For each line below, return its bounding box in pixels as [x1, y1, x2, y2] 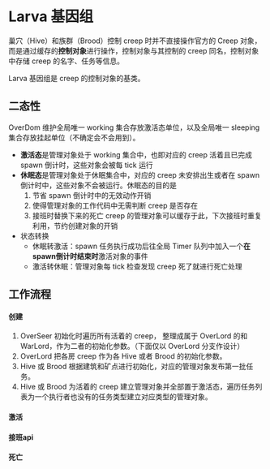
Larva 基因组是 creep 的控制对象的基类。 [8, 73, 145, 83]
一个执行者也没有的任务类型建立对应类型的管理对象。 [34, 392, 212, 402]
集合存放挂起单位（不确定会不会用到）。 [8, 132, 140, 142]
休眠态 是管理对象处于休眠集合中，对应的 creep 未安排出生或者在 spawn [19, 170, 260, 179]
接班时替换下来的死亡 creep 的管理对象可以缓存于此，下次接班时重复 [32, 210, 262, 220]
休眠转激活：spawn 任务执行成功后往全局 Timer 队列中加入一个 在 [32, 241, 251, 251]
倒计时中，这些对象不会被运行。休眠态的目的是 [19, 180, 177, 190]
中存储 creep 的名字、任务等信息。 [8, 56, 124, 66]
